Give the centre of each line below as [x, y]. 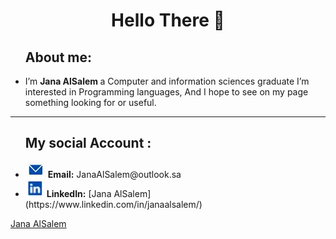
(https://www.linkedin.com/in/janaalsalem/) [113, 204]
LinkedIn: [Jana [79, 193]
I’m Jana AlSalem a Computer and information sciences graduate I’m [167, 81]
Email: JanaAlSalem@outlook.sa [114, 174]
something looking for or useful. [90, 102]
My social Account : [88, 143]
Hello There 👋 [168, 20]
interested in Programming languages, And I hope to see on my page [166, 92]
